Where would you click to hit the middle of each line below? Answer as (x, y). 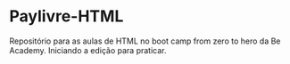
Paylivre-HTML (66, 16)
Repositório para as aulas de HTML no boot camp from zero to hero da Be (145, 41)
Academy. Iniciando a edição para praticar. (88, 50)
